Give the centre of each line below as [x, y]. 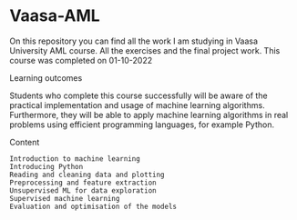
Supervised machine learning [65, 198]
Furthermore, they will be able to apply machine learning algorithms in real [149, 115]
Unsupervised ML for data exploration [83, 190]
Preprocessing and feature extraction [83, 183]
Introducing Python [46, 166]
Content [25, 142]
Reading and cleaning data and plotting [87, 175]
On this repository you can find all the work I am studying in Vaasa [133, 41]
